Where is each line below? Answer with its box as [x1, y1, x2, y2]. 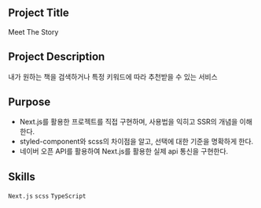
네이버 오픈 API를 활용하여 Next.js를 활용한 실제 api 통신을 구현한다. [19, 147, 229, 156]
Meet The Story [8, 27, 59, 36]
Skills [8, 169, 35, 184]
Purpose [8, 95, 51, 109]
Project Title [8, 6, 69, 20]
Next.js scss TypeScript [8, 192, 86, 200]
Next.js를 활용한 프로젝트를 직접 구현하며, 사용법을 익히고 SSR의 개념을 [19, 117, 238, 127]
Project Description [8, 50, 105, 64]
